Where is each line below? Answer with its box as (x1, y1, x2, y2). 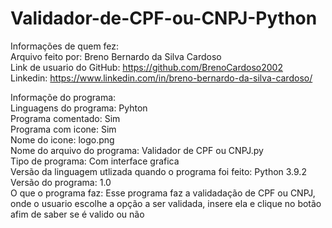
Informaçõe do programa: (10, 91, 117, 103)
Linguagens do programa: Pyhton (10, 102, 148, 114)
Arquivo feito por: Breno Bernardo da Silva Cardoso (10, 50, 222, 62)
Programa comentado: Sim (10, 112, 121, 124)
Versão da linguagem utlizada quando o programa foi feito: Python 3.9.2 (10, 165, 307, 177)
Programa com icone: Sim (10, 123, 117, 135)
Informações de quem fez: (10, 40, 120, 52)
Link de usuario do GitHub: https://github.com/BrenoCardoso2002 (10, 61, 283, 73)
